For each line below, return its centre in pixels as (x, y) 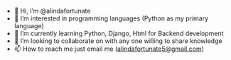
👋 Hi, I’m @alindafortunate (52, 11)
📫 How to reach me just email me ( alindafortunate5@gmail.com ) (109, 49)
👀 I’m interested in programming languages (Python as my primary (111, 18)
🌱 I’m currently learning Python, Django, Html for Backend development (119, 33)
